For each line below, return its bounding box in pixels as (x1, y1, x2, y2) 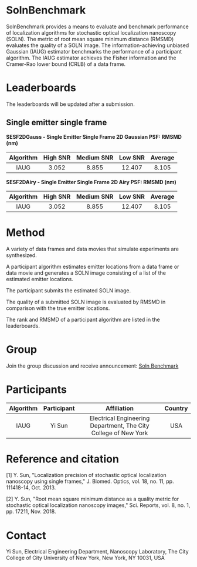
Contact (6, 529, 46, 542)
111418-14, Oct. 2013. (6, 484, 56, 491)
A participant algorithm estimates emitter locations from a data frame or (6, 263, 179, 270)
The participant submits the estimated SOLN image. (6, 286, 131, 294)
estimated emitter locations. (6, 275, 73, 282)
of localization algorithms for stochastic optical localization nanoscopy (6, 29, 176, 36)
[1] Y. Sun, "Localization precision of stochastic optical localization (6, 472, 167, 479)
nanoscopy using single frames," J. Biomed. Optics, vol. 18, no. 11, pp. (6, 478, 174, 485)
